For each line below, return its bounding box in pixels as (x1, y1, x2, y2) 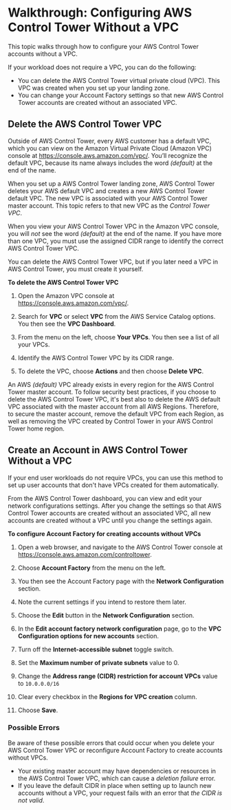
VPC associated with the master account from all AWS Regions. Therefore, (8, 402, 219, 411)
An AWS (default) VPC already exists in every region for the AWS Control (8, 380, 214, 388)
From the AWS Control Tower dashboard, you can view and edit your (8, 494, 202, 502)
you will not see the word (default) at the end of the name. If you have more (8, 229, 222, 237)
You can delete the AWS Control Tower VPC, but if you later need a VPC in (8, 257, 219, 266)
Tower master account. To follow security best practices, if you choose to (8, 388, 217, 396)
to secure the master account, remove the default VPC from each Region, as (8, 409, 224, 418)
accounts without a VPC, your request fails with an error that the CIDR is (17, 789, 223, 797)
